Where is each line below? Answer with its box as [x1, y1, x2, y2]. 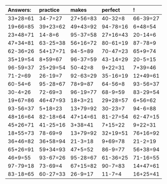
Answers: [8, 7, 31, 13]
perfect [102, 7, 120, 13]
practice [39, 7, 60, 13]
